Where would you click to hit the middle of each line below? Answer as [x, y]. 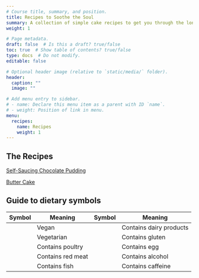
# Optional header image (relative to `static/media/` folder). [87, 72]
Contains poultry [60, 247]
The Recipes [30, 156]
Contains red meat [62, 256]
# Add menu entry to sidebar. [44, 99]
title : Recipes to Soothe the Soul [50, 17]
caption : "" [26, 83]
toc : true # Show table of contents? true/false [69, 50]
